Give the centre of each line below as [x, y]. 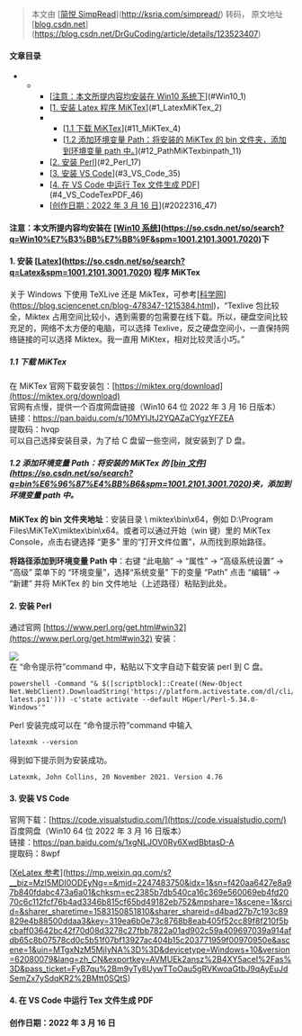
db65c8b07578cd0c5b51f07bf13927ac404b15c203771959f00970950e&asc [150, 941]
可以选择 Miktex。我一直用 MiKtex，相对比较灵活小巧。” [142, 339]
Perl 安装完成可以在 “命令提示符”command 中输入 [101, 725]
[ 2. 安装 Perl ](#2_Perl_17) [95, 162]
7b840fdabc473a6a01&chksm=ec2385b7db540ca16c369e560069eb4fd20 [149, 892]
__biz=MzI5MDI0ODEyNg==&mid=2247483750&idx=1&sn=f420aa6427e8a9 [151, 883]
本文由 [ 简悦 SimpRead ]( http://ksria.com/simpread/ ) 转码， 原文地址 [157, 14]
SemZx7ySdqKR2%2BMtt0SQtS [69, 978]
